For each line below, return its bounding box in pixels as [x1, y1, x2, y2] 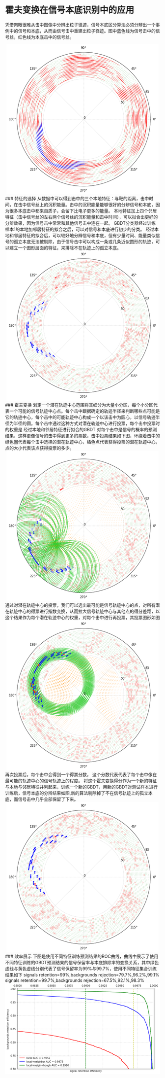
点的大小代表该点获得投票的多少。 [5, 445, 74, 451]
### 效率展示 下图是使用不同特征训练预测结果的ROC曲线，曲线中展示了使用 [5, 953, 159, 959]
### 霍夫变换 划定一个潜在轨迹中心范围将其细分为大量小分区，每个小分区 [5, 402, 154, 408]
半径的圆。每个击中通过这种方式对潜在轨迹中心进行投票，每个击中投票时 [13, 420, 160, 426]
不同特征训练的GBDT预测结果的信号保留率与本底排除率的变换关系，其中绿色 [5, 959, 159, 965]
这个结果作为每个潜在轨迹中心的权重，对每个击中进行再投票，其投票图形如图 [5, 614, 160, 620]
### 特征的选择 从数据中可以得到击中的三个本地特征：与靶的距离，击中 [5, 195, 149, 201]
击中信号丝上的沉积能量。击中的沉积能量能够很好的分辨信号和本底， [18, 202, 156, 208]
